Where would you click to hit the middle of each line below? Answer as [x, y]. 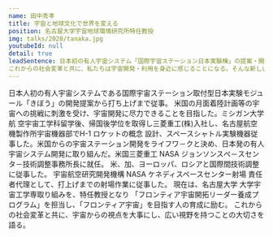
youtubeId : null [36, 46]
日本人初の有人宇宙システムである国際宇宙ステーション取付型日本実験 [126, 93]
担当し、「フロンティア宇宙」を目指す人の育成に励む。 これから [156, 205]
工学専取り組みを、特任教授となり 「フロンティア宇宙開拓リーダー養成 [133, 194]
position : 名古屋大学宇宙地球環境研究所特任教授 [81, 31]
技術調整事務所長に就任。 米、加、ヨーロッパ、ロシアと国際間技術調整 [141, 164]
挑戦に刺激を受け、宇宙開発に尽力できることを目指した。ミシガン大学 [147, 113]
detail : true [30, 54]
